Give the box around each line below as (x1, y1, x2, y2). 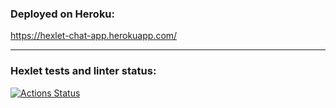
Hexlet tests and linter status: (10, 64, 157, 78)
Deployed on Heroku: (10, 7, 116, 21)
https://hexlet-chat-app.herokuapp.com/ (10, 30, 178, 42)
